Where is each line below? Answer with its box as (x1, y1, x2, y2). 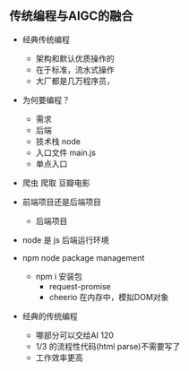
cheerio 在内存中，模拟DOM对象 (48, 291, 169, 302)
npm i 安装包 (35, 271, 82, 281)
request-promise (48, 280, 111, 291)
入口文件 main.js (35, 147, 97, 158)
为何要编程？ (21, 94, 70, 105)
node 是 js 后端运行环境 (21, 234, 109, 245)
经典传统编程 (21, 34, 70, 45)
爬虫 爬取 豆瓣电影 (21, 177, 90, 188)
